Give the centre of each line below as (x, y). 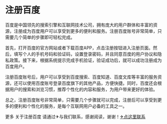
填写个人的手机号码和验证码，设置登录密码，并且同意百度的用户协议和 (85, 54)
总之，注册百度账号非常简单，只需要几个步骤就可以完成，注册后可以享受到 (81, 100)
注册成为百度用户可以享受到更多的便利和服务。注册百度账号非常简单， (85, 31)
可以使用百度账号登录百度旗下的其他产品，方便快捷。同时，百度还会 (88, 83)
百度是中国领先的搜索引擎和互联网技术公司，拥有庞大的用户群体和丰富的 (79, 25)
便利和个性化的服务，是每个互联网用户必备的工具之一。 (70, 106)
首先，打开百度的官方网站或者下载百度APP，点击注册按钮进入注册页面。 (79, 48)
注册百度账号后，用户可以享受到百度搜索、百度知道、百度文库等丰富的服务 (81, 77)
